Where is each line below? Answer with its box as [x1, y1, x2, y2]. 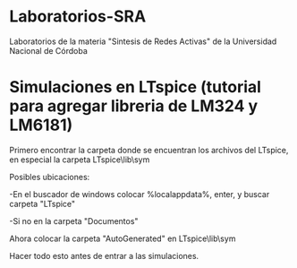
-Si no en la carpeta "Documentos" [9, 215, 139, 226]
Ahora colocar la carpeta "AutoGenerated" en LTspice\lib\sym [9, 233, 236, 244]
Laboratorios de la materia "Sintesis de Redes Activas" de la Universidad [9, 36, 277, 47]
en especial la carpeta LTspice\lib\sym [9, 154, 150, 165]
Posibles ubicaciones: [9, 171, 90, 182]
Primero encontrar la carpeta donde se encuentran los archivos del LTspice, [9, 144, 289, 155]
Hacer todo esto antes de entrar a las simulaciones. [9, 250, 199, 261]
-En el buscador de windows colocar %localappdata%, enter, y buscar [9, 188, 270, 199]
